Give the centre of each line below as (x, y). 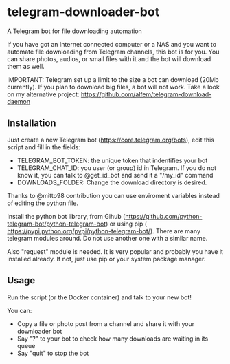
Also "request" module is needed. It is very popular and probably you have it (115, 251)
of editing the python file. (43, 203)
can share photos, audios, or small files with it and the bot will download (109, 58)
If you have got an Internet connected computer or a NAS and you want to (112, 44)
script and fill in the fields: (44, 147)
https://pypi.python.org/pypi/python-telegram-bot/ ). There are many (104, 231)
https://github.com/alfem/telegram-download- (146, 94)
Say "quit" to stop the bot (53, 353)
